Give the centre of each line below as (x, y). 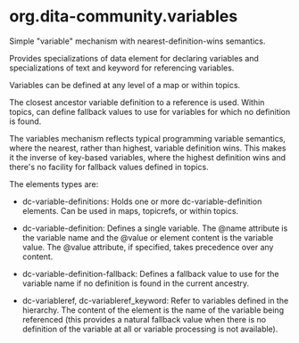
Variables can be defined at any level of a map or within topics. (125, 85)
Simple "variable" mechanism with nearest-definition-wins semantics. (137, 41)
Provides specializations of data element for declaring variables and (134, 58)
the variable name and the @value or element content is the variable (148, 237)
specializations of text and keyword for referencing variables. (122, 68)
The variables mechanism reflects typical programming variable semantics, (147, 138)
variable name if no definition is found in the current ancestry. (136, 283)
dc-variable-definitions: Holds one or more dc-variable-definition (142, 201)
